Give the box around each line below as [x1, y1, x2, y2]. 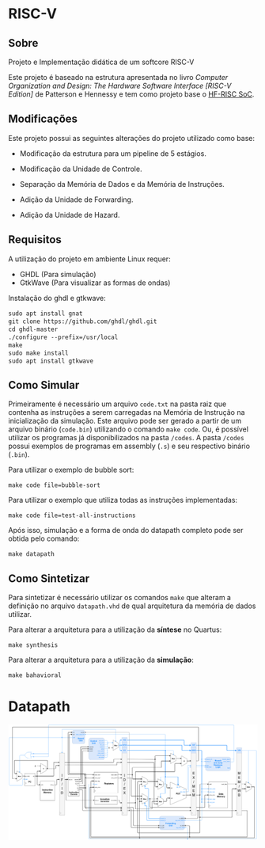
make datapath [8, 550, 55, 558]
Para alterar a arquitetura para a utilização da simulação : [8, 655, 194, 665]
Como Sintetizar [8, 572, 90, 585]
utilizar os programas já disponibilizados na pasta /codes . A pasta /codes [8, 433, 244, 443]
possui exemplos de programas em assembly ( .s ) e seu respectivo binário [8, 441, 251, 451]
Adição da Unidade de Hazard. [19, 210, 120, 219]
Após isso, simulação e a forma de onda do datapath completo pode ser [8, 526, 244, 535]
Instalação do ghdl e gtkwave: [8, 293, 107, 302]
